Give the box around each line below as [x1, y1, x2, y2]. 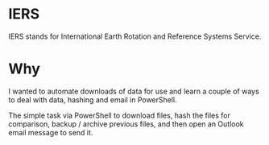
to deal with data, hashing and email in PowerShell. [8, 94, 177, 105]
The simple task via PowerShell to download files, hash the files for [8, 110, 231, 120]
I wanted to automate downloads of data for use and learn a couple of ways [8, 86, 259, 96]
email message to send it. [8, 127, 93, 137]
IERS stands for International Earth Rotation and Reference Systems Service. [8, 31, 262, 41]
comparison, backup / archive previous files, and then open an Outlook [8, 118, 244, 129]
